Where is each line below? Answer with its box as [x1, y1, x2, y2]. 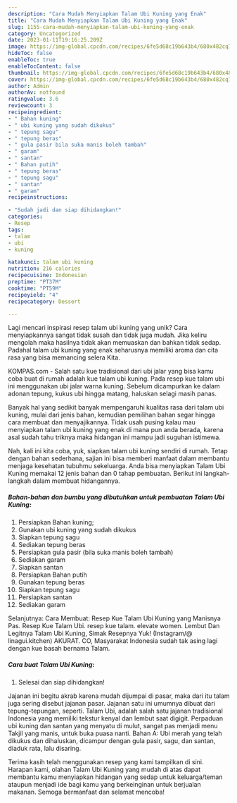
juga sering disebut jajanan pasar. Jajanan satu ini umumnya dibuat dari [8, 699, 215, 708]
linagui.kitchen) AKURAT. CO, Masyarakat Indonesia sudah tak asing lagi [8, 637, 218, 645]
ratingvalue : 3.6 [8, 96, 59, 103]
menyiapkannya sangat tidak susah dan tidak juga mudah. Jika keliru [8, 331, 207, 339]
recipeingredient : [8, 109, 62, 116]
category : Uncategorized [8, 30, 81, 37]
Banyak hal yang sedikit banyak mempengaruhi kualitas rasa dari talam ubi [8, 403, 224, 412]
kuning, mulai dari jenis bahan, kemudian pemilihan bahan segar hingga [8, 410, 215, 419]
